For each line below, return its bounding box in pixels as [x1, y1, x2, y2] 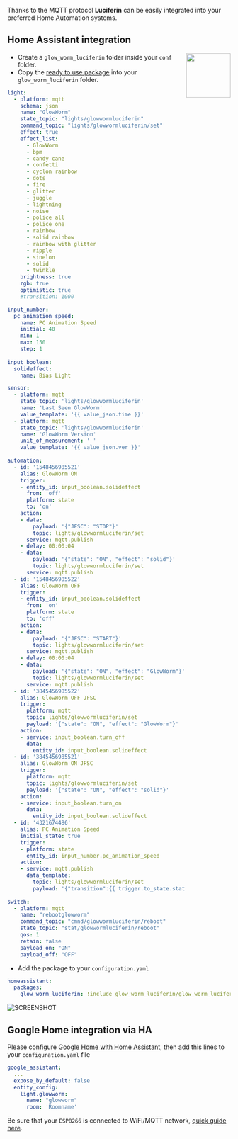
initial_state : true [20, 832, 81, 839]
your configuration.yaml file [7, 1050, 91, 1058]
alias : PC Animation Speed [20, 826, 100, 833]
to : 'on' [25, 503, 52, 511]
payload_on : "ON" [20, 944, 72, 951]
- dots [25, 175, 46, 182]
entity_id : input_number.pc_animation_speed [25, 852, 160, 859]
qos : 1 [20, 931, 40, 939]
